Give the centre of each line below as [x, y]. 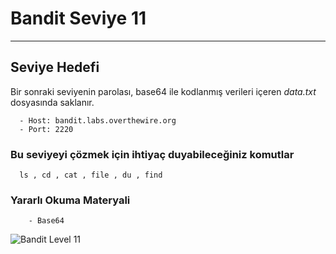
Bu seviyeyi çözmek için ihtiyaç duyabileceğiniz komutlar [152, 154]
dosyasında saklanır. [52, 102]
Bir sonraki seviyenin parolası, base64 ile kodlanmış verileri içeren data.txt [163, 91]
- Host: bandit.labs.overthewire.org [98, 120]
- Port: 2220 [46, 129]
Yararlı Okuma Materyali [70, 200]
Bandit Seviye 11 [78, 18]
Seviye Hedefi [55, 67]
